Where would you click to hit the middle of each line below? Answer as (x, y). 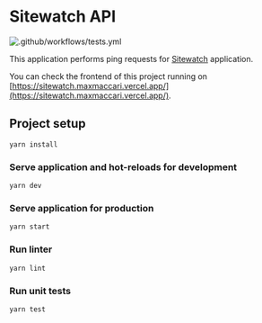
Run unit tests (40, 291)
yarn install (34, 144)
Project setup (48, 124)
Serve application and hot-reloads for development (123, 166)
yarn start (30, 227)
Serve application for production (82, 208)
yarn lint (28, 268)
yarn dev (26, 186)
